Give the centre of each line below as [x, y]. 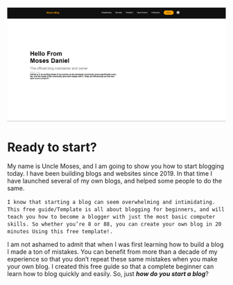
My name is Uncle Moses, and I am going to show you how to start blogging [115, 166]
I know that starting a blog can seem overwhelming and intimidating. [111, 202]
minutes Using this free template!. [60, 232]
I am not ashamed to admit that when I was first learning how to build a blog [115, 245]
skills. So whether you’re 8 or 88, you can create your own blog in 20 [114, 224]
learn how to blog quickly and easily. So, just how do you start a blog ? [108, 274]
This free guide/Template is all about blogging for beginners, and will [116, 210]
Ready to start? [52, 147]
